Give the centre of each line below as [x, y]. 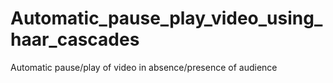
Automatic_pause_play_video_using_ [166, 18]
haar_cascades [75, 39]
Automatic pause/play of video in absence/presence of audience [144, 67]
